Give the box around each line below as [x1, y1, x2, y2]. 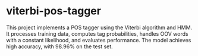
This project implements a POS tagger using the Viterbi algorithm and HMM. [6, 24, 193, 31]
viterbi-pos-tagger [6, 4, 101, 18]
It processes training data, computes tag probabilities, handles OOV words [6, 30, 188, 37]
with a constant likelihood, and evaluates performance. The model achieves [6, 36, 191, 43]
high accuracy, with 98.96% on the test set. [6, 43, 113, 50]
